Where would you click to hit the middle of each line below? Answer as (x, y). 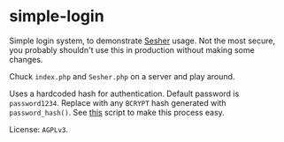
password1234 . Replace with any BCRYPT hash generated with (118, 102)
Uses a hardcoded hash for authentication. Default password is (124, 93)
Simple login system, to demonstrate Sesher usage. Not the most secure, (142, 41)
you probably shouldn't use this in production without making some (132, 49)
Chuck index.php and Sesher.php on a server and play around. (122, 76)
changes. (26, 59)
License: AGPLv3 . (39, 129)
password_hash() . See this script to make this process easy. (117, 112)
